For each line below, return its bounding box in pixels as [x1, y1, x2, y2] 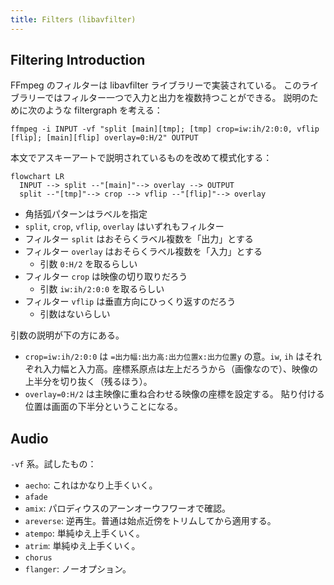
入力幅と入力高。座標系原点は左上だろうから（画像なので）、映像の [42, 363, 318, 375]
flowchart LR [10, 172, 65, 182]
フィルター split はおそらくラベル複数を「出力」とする [24, 233, 254, 245]
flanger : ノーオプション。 [24, 563, 132, 575]
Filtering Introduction [10, 52, 146, 69]
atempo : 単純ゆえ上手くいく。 [24, 527, 145, 540]
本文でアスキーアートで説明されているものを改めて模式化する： [10, 152, 273, 164]
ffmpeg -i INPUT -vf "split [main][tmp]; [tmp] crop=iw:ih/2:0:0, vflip [10, 124, 320, 135]
